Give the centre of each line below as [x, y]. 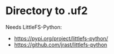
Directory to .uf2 [47, 11]
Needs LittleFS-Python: [34, 27]
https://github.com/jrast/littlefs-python [61, 45]
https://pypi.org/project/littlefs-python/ [61, 38]
